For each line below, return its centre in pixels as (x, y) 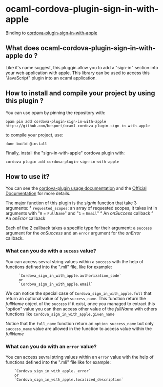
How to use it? (28, 176)
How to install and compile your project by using (80, 93)
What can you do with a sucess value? (51, 251)
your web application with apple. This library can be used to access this (78, 73)
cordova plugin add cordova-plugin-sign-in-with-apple (62, 162)
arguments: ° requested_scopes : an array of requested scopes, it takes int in (81, 208)
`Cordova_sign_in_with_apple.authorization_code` (70, 276)
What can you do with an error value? (51, 346)
